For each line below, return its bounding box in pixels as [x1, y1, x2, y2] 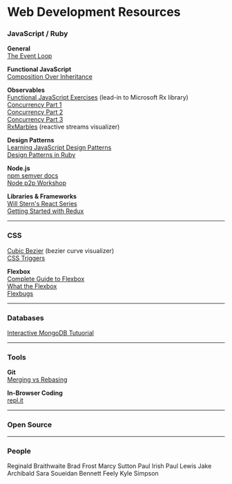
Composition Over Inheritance [7, 73, 93, 81]
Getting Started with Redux [7, 207, 84, 215]
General [7, 44, 31, 53]
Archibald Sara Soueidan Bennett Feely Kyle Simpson [7, 469, 159, 477]
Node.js [7, 164, 30, 173]
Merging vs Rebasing [7, 375, 68, 384]
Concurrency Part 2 [7, 108, 64, 116]
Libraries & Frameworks [7, 192, 77, 201]
